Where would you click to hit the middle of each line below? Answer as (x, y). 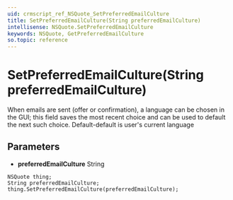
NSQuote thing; (30, 177)
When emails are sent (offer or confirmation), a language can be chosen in (116, 110)
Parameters (34, 147)
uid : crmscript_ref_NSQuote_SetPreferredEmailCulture (89, 14)
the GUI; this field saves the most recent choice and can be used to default (116, 117)
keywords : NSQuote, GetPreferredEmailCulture (75, 34)
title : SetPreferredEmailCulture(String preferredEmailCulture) (104, 20)
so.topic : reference (38, 40)
